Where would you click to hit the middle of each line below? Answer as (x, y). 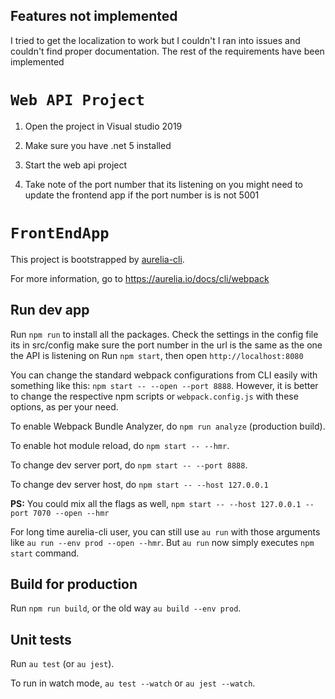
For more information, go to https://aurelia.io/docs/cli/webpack (140, 278)
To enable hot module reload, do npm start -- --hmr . (120, 445)
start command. (45, 553)
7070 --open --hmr (71, 513)
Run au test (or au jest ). (62, 664)
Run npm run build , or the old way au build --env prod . (126, 608)
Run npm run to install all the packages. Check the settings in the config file (164, 334)
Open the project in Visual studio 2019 (103, 126)
